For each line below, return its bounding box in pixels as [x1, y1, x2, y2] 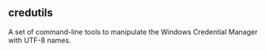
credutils [8, 6, 54, 20]
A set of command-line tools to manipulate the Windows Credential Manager [8, 27, 258, 36]
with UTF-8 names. [8, 35, 71, 45]
